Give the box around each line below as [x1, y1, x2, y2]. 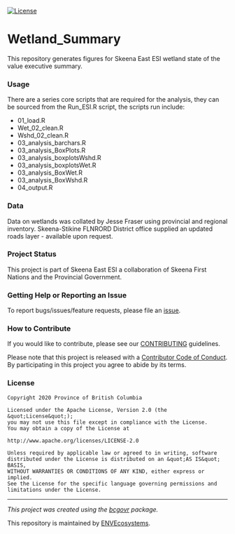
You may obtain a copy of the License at [7, 425, 130, 432]
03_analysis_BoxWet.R [17, 168, 83, 177]
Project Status [7, 249, 57, 259]
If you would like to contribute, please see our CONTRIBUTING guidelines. [7, 340, 220, 348]
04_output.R [17, 183, 53, 192]
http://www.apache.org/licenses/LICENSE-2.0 [7, 437, 139, 444]
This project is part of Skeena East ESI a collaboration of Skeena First [7, 265, 207, 274]
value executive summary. [7, 62, 83, 70]
